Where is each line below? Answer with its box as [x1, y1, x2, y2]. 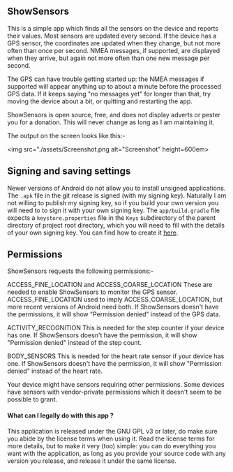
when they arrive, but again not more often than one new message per [7, 54, 210, 62]
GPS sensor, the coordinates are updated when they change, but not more [7, 38, 221, 47]
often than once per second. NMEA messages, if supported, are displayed [7, 46, 220, 54]
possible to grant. [7, 395, 58, 404]
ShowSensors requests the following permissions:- [7, 267, 154, 275]
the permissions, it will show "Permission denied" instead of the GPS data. [7, 310, 221, 318]
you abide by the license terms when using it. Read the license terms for [7, 434, 215, 443]
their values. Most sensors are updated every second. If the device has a [7, 31, 217, 40]
